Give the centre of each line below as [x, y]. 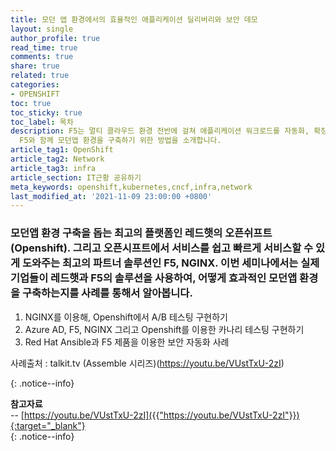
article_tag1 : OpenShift [62, 150]
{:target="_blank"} [48, 425]
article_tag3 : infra [53, 168]
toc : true [31, 103]
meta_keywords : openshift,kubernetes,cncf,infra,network [131, 187]
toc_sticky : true [46, 112]
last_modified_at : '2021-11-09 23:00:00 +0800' [111, 196]
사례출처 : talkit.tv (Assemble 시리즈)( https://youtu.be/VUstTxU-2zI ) [147, 363]
